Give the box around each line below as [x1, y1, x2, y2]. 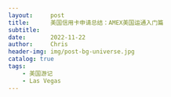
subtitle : [8, 26, 41, 34]
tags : [8, 63, 26, 70]
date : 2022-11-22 [8, 33, 86, 41]
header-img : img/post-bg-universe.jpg [8, 48, 135, 56]
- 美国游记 [22, 70, 53, 77]
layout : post [8, 11, 65, 20]
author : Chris [8, 41, 68, 48]
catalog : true [8, 56, 55, 63]
